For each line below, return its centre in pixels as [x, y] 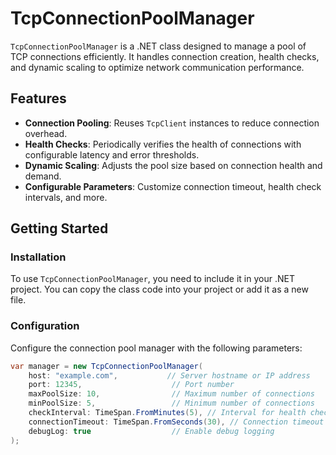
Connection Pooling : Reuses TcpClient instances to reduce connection [172, 123]
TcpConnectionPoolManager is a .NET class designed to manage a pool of [158, 46]
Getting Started [59, 228]
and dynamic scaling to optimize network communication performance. [157, 67]
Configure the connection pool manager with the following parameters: [156, 348]
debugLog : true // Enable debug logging [151, 431]
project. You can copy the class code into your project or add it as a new [159, 289]
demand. [43, 176]
